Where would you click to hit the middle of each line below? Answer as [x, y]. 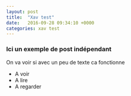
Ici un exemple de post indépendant [59, 49]
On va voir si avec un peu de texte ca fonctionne [65, 62]
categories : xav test [33, 28]
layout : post [22, 12]
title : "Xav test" [30, 17]
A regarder [28, 86]
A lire [21, 80]
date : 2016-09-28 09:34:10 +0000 [50, 23]
